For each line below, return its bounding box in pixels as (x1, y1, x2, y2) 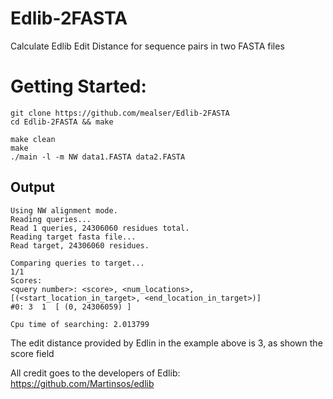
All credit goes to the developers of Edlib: (10, 367, 181, 379)
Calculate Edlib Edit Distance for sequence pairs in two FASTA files (10, 40, 285, 52)
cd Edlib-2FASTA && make (10, 117, 114, 127)
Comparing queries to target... (10, 258, 145, 268)
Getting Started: (10, 75, 147, 98)
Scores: (10, 275, 43, 286)
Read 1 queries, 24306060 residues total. (10, 223, 190, 233)
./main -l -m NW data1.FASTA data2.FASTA (10, 152, 186, 162)
